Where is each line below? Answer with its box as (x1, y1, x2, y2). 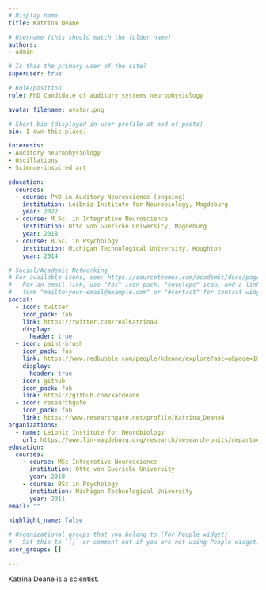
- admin (8, 48, 34, 56)
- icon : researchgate (15, 399, 87, 407)
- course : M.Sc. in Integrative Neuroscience (15, 215, 169, 223)
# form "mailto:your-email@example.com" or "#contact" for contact (8, 289, 243, 297)
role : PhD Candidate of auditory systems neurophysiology (8, 91, 203, 99)
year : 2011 (28, 495, 66, 503)
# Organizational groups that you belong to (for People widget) (8, 531, 228, 539)
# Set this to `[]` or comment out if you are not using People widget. (8, 538, 260, 546)
